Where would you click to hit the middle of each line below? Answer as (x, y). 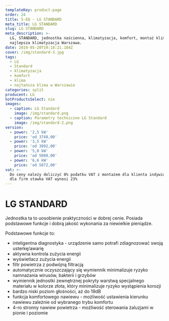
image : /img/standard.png (41, 113)
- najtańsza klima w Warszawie (43, 85)
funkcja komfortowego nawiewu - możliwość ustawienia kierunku (80, 297)
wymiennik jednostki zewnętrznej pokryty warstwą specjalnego (78, 281)
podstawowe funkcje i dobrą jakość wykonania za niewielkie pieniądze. (79, 223)
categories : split (24, 90)
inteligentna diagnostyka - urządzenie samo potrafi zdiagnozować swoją (88, 243)
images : (13, 104)
